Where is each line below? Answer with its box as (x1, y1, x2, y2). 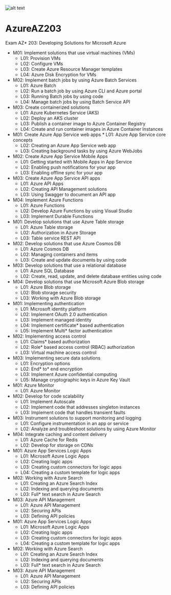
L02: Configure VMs (20, 61, 63, 67)
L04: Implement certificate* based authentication (20, 322, 124, 328)
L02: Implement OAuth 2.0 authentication (20, 311, 108, 318)
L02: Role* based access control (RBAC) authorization (20, 344, 135, 350)
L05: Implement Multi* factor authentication (20, 327, 113, 333)
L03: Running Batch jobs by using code (20, 93, 103, 100)
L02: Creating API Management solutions (20, 186, 108, 192)
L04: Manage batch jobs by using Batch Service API (20, 98, 131, 105)
